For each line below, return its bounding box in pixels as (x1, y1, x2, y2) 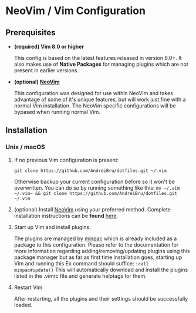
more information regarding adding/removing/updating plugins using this (13, 247, 190, 254)
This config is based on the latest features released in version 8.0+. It (13, 55, 183, 61)
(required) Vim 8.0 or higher (13, 43, 85, 50)
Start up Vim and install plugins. (13, 223, 92, 230)
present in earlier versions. (13, 67, 79, 74)
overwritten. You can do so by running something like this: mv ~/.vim (13, 184, 180, 191)
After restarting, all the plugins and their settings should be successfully (13, 295, 188, 302)
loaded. (13, 301, 33, 308)
